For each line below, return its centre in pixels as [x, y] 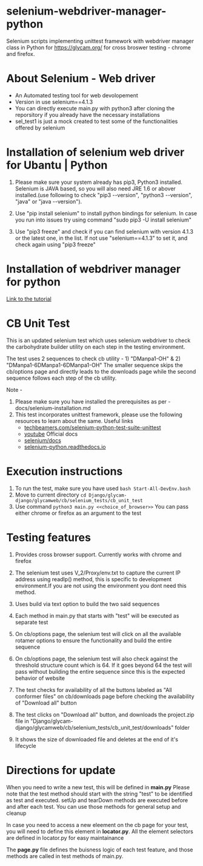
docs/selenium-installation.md [53, 408]
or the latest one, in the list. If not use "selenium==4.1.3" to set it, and [101, 238]
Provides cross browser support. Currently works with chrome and [98, 554]
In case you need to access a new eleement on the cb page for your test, [98, 825]
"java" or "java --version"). [48, 201]
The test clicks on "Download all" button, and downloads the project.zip [105, 714]
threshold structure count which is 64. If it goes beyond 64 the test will [103, 665]
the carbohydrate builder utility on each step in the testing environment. [96, 347]
